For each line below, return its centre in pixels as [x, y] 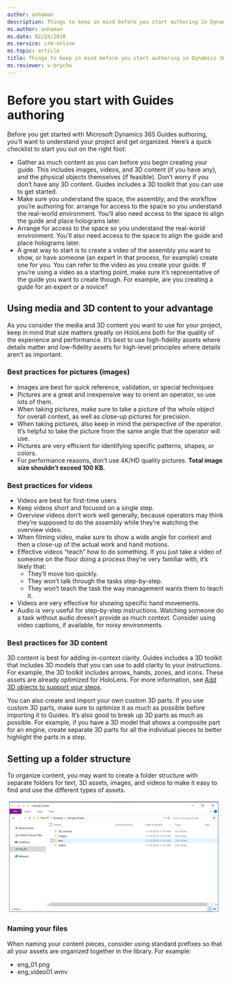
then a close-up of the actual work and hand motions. [93, 545]
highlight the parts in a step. [47, 737]
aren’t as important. [35, 354]
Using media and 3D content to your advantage [110, 308]
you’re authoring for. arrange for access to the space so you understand [119, 206]
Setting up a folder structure [69, 759]
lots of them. [35, 402]
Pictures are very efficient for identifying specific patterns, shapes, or [115, 445]
